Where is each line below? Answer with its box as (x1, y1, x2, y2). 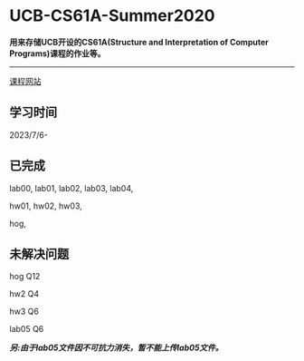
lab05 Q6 (9, 324, 44, 335)
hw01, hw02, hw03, (9, 200, 83, 211)
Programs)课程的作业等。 (9, 47, 106, 59)
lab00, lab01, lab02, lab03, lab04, (9, 182, 134, 193)
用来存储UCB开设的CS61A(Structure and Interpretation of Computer (9, 36, 269, 47)
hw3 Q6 (9, 306, 39, 317)
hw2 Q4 (9, 288, 39, 299)
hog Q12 (9, 271, 41, 282)
